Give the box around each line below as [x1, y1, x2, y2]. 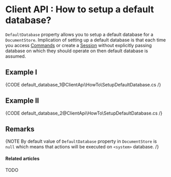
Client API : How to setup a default [5, 4, 154, 15]
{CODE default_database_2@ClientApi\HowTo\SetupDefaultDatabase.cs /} [5, 110, 163, 116]
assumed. [5, 53, 26, 59]
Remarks [5, 124, 35, 134]
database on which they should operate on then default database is [5, 48, 148, 54]
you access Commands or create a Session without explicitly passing [5, 42, 152, 48]
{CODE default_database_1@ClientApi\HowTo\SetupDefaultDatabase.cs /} [5, 81, 161, 87]
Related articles [5, 155, 40, 162]
